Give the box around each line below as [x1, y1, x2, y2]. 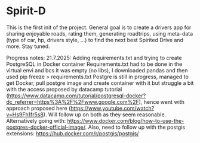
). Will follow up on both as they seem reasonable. [43, 111, 167, 118]
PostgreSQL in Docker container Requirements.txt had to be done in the [6, 61, 183, 68]
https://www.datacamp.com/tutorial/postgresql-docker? [8, 92, 146, 99]
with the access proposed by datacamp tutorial [6, 85, 122, 93]
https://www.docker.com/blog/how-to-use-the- [67, 117, 184, 124]
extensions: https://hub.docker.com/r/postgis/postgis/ [6, 129, 139, 137]
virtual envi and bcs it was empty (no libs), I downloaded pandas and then [6, 66, 188, 74]
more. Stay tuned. [6, 43, 50, 50]
